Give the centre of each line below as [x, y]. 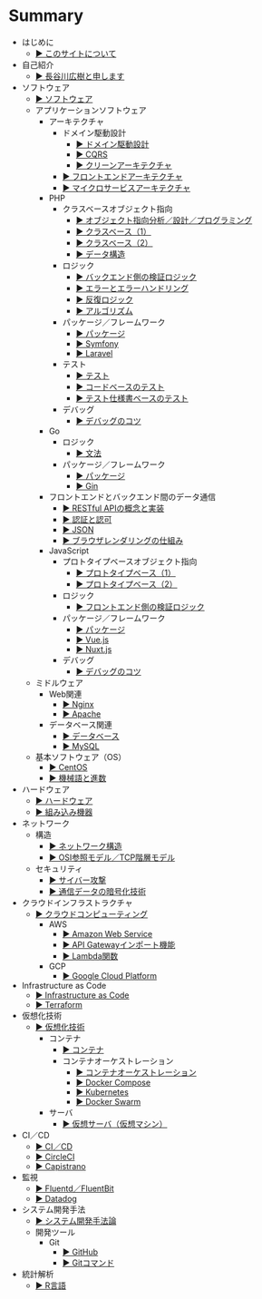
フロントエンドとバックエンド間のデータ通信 [132, 496]
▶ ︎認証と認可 [87, 519]
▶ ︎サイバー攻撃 [77, 880]
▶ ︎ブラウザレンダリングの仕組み [122, 540]
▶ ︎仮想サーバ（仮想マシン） [115, 1123]
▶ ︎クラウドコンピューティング [92, 913]
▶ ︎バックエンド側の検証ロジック [136, 277]
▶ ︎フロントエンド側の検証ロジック [140, 606]
